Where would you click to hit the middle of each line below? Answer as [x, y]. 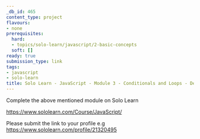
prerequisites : [25, 34]
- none [14, 28]
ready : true [21, 56]
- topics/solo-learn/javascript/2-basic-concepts [74, 45]
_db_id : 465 [21, 12]
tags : [13, 67]
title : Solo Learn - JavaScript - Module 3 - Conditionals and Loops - [97, 84]
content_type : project [34, 17]
